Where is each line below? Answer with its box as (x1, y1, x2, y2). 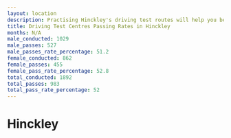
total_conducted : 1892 (7, 73, 72, 81)
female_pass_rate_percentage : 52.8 (7, 67, 109, 74)
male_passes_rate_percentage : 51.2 (7, 49, 109, 56)
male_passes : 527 (7, 42, 57, 49)
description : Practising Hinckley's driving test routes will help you (7, 16, 217, 23)
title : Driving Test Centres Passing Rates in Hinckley (7, 23, 170, 30)
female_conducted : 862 (7, 55, 72, 62)
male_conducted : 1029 (7, 36, 69, 43)
